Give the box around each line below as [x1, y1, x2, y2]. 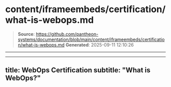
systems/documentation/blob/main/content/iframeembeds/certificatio [17, 36, 165, 42]
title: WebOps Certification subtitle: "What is [5, 66, 151, 74]
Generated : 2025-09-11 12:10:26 [65, 41, 134, 48]
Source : [17, 31, 35, 37]
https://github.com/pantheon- [36, 31, 99, 37]
